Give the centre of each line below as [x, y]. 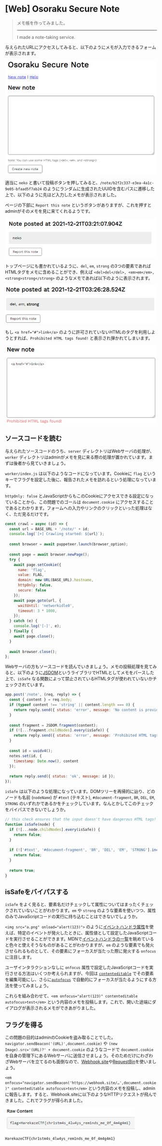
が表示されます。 [22, 53]
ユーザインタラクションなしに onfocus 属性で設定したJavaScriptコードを [77, 968]
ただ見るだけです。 [32, 514]
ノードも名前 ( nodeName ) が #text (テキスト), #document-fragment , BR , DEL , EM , [80, 797]
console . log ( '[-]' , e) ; [38, 626]
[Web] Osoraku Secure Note [62, 9]
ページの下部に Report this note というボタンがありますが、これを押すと [78, 205]
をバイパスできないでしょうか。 [37, 810]
